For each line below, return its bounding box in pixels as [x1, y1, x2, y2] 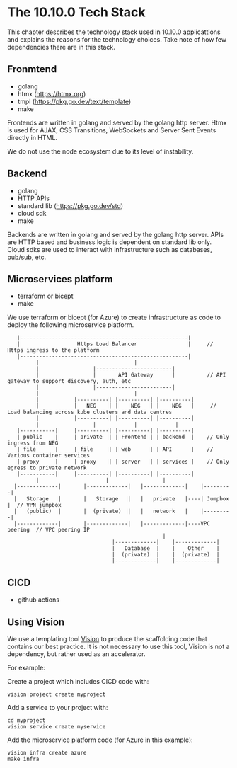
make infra [7, 755, 40, 762]
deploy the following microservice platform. [7, 321, 134, 329]
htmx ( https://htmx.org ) [17, 89, 86, 98]
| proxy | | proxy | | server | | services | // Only [16, 458, 230, 466]
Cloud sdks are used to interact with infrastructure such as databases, [7, 245, 212, 253]
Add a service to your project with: [7, 704, 108, 711]
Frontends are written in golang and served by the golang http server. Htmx [7, 118, 227, 127]
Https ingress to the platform [7, 347, 100, 354]
